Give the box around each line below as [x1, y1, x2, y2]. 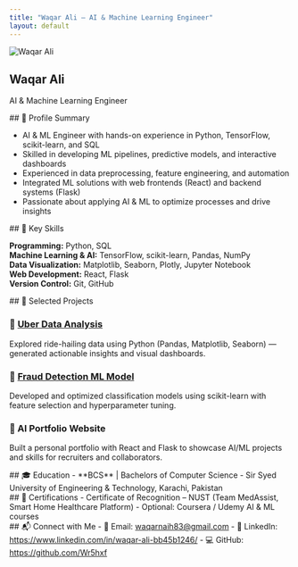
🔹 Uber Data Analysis [9, 318, 103, 330]
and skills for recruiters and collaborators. [9, 452, 163, 463]
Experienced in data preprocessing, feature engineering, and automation [21, 168, 290, 179]
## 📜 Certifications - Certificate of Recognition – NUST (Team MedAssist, [9, 492, 279, 503]
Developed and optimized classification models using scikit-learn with [9, 390, 267, 401]
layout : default [9, 21, 70, 30]
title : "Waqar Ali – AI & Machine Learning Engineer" [9, 13, 214, 22]
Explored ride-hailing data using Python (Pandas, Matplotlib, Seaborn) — [9, 338, 277, 349]
